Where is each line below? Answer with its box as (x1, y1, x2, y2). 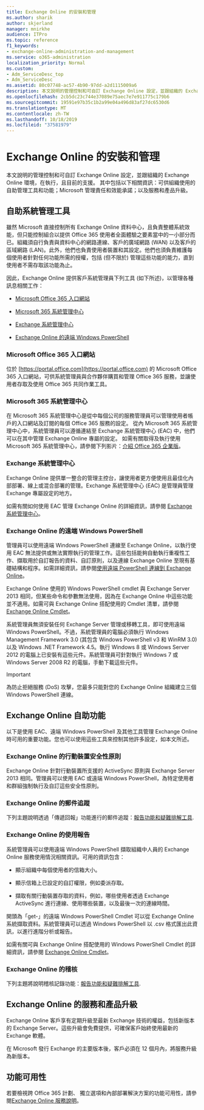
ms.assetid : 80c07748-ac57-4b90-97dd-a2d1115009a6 (6, 83, 137, 89)
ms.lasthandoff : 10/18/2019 (6, 116, 78, 122)
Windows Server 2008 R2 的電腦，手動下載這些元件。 (6, 659, 141, 666)
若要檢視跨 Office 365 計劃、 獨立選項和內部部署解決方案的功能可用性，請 (6, 1089, 192, 1097)
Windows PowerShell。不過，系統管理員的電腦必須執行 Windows (6, 628, 169, 636)
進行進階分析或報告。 (22, 928, 76, 935)
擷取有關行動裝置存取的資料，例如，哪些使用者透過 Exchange (15, 892, 169, 899)
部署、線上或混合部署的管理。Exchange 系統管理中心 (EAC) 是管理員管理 (11, 482, 194, 489)
